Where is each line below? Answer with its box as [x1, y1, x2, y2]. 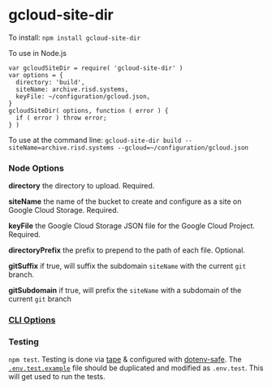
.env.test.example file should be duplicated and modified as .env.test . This [8, 363, 264, 373]
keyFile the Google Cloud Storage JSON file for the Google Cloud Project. [8, 221, 256, 231]
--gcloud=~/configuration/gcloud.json [117, 144, 249, 152]
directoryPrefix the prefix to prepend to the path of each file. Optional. [8, 245, 246, 255]
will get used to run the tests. [8, 372, 106, 382]
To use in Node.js [8, 48, 67, 58]
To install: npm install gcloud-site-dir [8, 32, 140, 42]
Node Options [8, 162, 65, 174]
